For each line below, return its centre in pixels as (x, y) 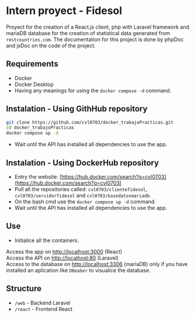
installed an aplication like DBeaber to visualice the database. (78, 270)
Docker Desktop (34, 84)
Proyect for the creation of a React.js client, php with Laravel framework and (98, 27)
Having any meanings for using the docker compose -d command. (93, 90)
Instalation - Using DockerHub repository (83, 163)
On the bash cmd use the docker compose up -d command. (85, 202)
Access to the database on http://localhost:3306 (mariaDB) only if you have (97, 264)
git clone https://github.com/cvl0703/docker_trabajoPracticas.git (90, 122)
